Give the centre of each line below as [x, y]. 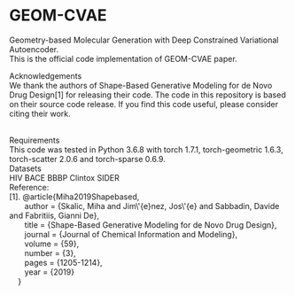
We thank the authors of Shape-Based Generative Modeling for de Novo [141, 85]
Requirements [35, 140]
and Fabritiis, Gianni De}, [54, 215]
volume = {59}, [52, 244]
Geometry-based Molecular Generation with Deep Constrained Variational [144, 40]
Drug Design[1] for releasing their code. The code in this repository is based [147, 95]
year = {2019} [50, 272]
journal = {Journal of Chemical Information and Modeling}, [131, 234]
